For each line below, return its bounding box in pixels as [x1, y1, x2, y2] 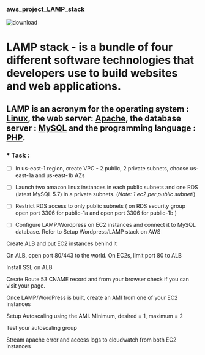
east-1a [15, 172, 34, 179]
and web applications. [6, 79, 121, 93]
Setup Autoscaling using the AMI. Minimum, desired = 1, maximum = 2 [6, 312, 184, 320]
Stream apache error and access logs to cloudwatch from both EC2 [6, 336, 177, 343]
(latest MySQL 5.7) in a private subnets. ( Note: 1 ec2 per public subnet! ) [15, 191, 196, 198]
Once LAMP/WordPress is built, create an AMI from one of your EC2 [6, 294, 178, 302]
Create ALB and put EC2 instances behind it [6, 240, 117, 247]
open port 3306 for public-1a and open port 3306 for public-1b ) [15, 209, 177, 216]
